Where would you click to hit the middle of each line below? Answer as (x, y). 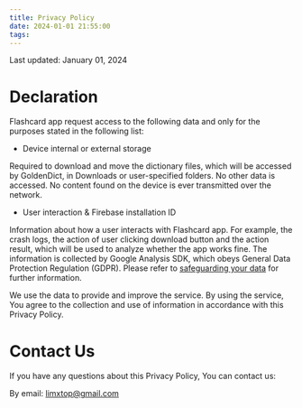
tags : (19, 34)
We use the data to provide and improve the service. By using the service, (146, 295)
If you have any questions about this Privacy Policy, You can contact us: (143, 376)
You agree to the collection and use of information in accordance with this (146, 305)
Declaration (54, 97)
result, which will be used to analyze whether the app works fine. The (138, 249)
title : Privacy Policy (52, 18)
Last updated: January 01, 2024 (69, 60)
